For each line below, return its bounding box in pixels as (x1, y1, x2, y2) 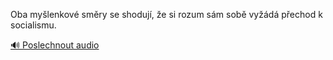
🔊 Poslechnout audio (10, 39, 100, 51)
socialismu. (10, 19, 57, 31)
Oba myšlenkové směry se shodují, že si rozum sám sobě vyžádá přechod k (10, 9, 323, 20)
